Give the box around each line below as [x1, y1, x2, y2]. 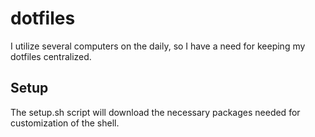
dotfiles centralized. [10, 50, 92, 62]
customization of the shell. [10, 117, 120, 129]
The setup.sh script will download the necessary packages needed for [10, 106, 301, 118]
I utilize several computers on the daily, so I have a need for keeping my [10, 40, 306, 52]
